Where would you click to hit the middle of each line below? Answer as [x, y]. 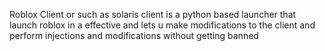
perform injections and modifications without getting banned [134, 35]
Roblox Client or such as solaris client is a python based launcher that [153, 14]
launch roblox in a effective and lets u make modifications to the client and [162, 25]
